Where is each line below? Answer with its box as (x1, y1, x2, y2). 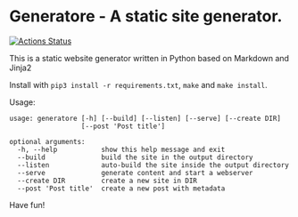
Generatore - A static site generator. (9, 6, 283, 27)
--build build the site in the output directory (17, 153, 253, 162)
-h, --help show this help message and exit (17, 145, 226, 154)
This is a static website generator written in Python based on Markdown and (9, 52, 290, 63)
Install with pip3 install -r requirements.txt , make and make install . (9, 79, 268, 90)
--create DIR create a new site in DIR (17, 176, 198, 185)
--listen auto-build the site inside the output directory (17, 160, 290, 170)
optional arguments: (9, 137, 87, 146)
